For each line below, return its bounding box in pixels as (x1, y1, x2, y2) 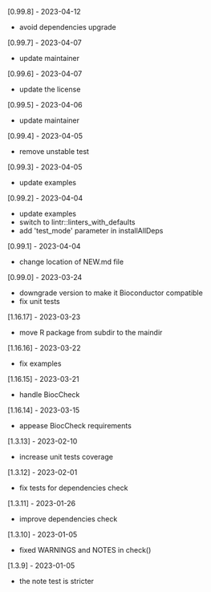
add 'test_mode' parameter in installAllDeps (18, 226, 164, 235)
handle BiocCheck (18, 390, 80, 399)
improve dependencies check (18, 514, 118, 524)
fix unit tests (18, 297, 61, 306)
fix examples (18, 359, 62, 368)
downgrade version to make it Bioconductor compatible (18, 288, 204, 298)
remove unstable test (18, 147, 90, 156)
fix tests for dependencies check (18, 483, 128, 493)
